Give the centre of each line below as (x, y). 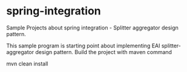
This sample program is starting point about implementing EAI (83, 46)
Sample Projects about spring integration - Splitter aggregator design (92, 28)
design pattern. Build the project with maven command (104, 52)
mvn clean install (27, 64)
